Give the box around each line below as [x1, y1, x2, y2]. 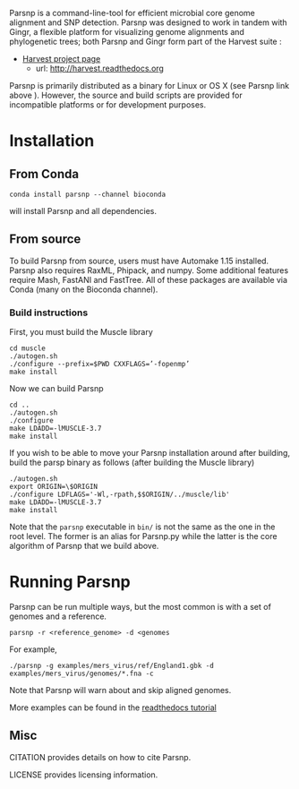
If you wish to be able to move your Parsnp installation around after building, [9, 448, 291, 459]
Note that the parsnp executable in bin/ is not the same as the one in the [9, 521, 276, 532]
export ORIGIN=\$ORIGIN [9, 483, 98, 492]
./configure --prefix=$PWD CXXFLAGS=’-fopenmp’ [9, 360, 191, 369]
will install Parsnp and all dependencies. [9, 206, 158, 216]
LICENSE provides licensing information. [9, 769, 158, 780]
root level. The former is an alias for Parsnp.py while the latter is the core [9, 531, 278, 542]
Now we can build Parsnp [9, 383, 105, 394]
